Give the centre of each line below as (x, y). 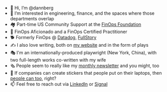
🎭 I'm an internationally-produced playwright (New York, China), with (83, 53)
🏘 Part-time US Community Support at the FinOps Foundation (76, 24)
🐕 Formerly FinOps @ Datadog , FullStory (53, 37)
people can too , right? (33, 78)
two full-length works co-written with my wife (58, 60)
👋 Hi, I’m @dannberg (32, 8)
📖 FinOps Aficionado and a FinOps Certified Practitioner (68, 32)
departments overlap (32, 19)
